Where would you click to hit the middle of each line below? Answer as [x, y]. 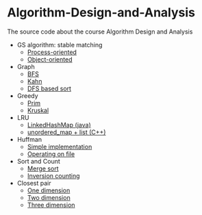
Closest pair [34, 183]
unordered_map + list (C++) [66, 132]
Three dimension [51, 205]
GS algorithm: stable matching [60, 45]
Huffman [29, 139]
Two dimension [49, 197]
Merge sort [43, 168]
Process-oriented [52, 52]
